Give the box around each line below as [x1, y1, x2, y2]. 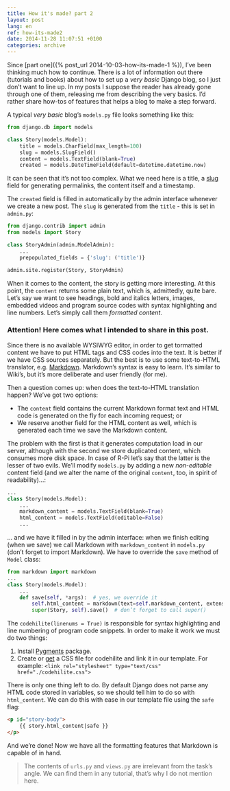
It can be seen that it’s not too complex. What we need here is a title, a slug [7, 174, 219, 183]
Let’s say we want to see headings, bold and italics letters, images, [7, 293, 195, 302]
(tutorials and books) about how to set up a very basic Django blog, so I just [7, 76, 221, 83]
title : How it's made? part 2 [7, 10, 94, 17]
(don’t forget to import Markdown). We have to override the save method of [7, 548, 219, 556]
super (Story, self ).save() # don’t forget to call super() [31, 607, 207, 614]
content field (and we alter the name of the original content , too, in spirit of [7, 468, 218, 477]
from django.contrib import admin [7, 222, 106, 230]
